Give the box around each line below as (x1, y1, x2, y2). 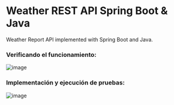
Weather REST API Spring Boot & (6, 4, 168, 18)
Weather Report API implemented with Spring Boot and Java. (6, 36, 153, 43)
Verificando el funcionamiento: (6, 50, 97, 59)
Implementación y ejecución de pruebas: (6, 79, 125, 87)
